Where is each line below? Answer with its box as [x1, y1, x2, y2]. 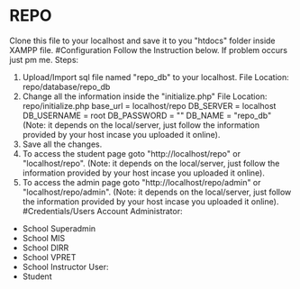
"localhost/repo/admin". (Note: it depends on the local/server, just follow [22, 186, 292, 197]
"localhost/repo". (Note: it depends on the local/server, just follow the [22, 158, 280, 168]
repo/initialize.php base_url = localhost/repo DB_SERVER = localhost [22, 100, 277, 111]
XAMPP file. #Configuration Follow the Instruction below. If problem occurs [9, 44, 288, 55]
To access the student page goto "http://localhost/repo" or [22, 148, 241, 158]
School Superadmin [22, 222, 96, 234]
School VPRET [22, 251, 77, 262]
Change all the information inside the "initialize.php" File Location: [22, 91, 268, 102]
